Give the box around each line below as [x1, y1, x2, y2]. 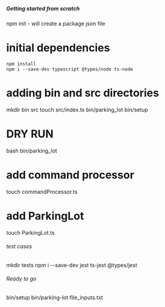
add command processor [6, 168, 134, 182]
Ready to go [6, 275, 37, 282]
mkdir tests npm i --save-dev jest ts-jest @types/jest [6, 261, 137, 268]
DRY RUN [6, 127, 54, 141]
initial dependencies [6, 41, 110, 55]
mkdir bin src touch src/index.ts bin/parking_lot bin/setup [6, 106, 149, 113]
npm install [6, 61, 36, 67]
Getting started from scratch [6, 5, 80, 12]
